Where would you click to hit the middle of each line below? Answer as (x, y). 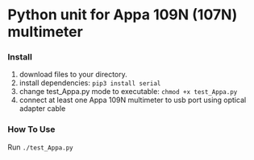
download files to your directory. (73, 75)
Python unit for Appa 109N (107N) (123, 15)
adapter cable (42, 109)
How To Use (31, 129)
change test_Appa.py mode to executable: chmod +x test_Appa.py (128, 92)
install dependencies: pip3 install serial (90, 83)
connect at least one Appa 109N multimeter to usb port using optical (133, 100)
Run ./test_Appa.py (40, 147)
